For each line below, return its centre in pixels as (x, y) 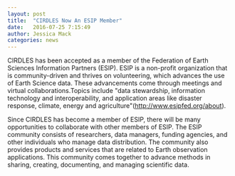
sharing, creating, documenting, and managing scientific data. (99, 165)
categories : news (33, 40)
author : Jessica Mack (40, 34)
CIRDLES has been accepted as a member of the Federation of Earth (108, 60)
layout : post (27, 14)
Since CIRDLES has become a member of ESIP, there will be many (104, 120)
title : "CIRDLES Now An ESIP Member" (65, 21)
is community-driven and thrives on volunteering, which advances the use (116, 76)
